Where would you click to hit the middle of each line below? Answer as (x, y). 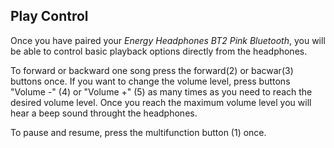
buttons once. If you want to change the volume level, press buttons (150, 81)
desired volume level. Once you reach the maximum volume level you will (161, 102)
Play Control (49, 16)
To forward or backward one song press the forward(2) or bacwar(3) (152, 70)
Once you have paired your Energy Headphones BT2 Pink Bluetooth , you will (168, 40)
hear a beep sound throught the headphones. (104, 113)
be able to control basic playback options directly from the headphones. (159, 51)
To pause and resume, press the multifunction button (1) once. (138, 132)
